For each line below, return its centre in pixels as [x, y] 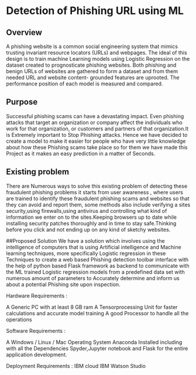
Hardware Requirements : [37, 295]
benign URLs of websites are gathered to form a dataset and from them [92, 71]
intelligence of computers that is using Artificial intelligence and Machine [94, 247]
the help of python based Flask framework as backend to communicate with [98, 266]
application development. [37, 355]
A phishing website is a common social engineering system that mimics [92, 46]
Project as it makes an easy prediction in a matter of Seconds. [81, 153]
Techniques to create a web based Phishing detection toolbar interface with [97, 259]
